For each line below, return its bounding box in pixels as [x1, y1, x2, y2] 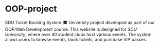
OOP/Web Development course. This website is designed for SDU [5, 26, 137, 32]
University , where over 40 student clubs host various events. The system [5, 31, 152, 37]
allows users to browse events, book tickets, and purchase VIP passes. [5, 36, 147, 42]
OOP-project [5, 3, 57, 14]
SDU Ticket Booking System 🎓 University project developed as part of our [5, 19, 155, 25]
